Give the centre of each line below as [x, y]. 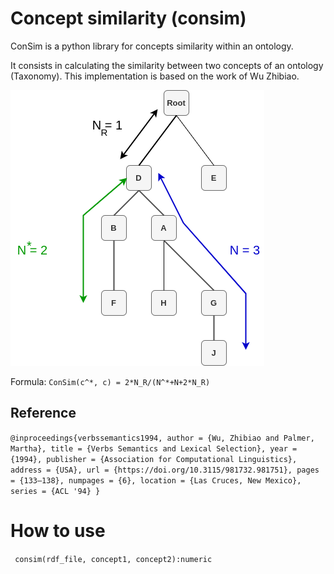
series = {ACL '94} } [55, 491]
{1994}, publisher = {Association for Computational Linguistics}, [154, 459]
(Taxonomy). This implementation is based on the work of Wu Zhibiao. [155, 76]
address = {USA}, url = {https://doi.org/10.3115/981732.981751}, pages [165, 470]
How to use [58, 530]
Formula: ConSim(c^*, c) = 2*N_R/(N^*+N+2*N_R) [110, 381]
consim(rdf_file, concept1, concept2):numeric [113, 559]
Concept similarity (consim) [128, 18]
